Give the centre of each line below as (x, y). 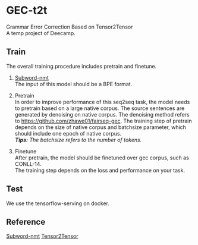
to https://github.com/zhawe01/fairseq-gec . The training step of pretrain (103, 121)
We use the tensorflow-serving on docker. (58, 203)
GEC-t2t (27, 10)
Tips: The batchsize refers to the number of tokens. (78, 140)
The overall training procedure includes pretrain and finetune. (81, 66)
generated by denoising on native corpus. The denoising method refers (102, 114)
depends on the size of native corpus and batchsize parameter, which (100, 127)
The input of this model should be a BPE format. (73, 84)
